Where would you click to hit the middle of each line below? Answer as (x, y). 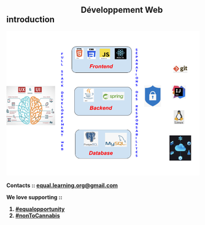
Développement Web (122, 10)
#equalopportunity (40, 209)
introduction (31, 20)
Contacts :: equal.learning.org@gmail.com (62, 185)
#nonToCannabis (37, 215)
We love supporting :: (34, 197)
